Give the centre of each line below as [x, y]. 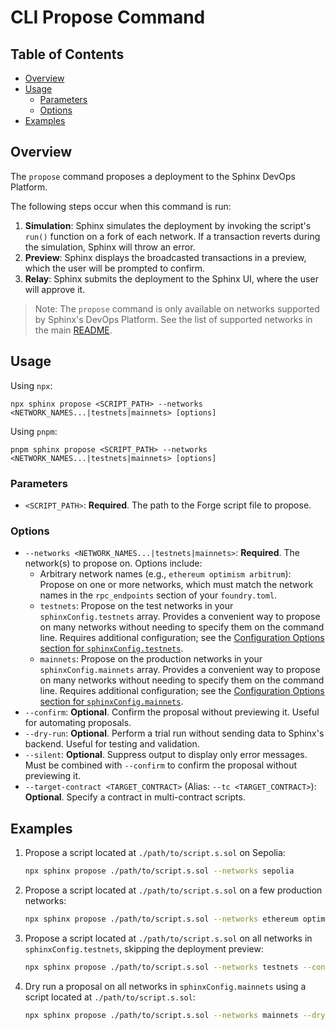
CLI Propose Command [108, 17]
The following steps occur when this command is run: [121, 206]
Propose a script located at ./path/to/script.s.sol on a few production [173, 890]
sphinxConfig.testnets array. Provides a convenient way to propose [180, 617]
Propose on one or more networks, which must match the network [176, 585]
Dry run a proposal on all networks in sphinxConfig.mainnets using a [165, 986]
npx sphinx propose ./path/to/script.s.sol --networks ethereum [161, 919]
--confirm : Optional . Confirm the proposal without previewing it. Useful [172, 712]
